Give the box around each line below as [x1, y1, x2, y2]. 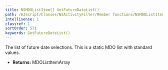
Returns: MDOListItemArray [12, 59, 70, 65]
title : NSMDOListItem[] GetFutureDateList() [5, 7, 99, 12]
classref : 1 [5, 21, 30, 26]
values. [5, 49, 20, 55]
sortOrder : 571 [5, 26, 37, 31]
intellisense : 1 [5, 16, 39, 21]
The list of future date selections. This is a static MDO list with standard [5, 44, 152, 50]
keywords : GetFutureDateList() [5, 30, 70, 35]
